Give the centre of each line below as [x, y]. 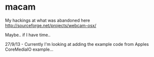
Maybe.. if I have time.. [28, 35]
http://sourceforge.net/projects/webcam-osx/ [51, 25]
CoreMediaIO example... [29, 49]
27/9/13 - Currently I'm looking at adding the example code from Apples [77, 44]
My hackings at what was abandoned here [48, 20]
